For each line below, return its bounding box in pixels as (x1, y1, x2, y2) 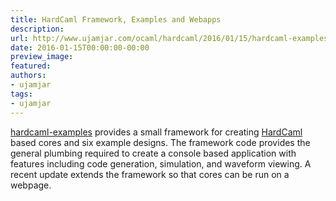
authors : (10, 71, 47, 81)
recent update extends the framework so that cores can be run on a (10, 168, 290, 180)
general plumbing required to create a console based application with (10, 147, 297, 159)
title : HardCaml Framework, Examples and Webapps (10, 14, 222, 25)
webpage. (10, 179, 52, 191)
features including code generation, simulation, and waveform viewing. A (10, 157, 312, 170)
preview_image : (10, 52, 74, 62)
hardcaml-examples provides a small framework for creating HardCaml (10, 126, 303, 138)
